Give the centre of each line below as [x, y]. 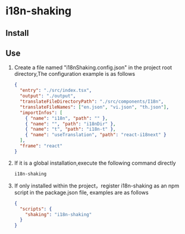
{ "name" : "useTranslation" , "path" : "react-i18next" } [96, 135]
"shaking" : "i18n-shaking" [59, 214]
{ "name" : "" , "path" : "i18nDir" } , [70, 124]
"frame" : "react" [41, 146]
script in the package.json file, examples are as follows [81, 192]
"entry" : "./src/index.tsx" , [56, 91]
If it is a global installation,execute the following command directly [95, 163]
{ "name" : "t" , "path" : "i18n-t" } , [70, 130]
